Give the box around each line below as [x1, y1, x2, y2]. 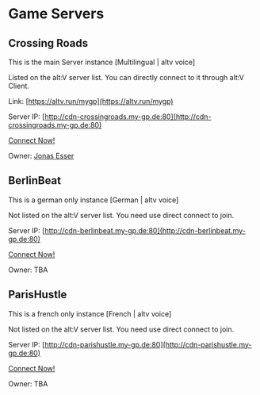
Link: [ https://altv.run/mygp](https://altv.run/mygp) [8, 97, 174, 105]
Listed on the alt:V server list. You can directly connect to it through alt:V [8, 73, 244, 82]
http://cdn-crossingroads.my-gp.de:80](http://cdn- [44, 112, 212, 121]
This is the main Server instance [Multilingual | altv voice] [8, 57, 196, 67]
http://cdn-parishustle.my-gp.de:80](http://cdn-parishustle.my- [44, 339, 252, 349]
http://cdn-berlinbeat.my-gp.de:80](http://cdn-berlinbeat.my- [44, 225, 246, 235]
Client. [8, 81, 30, 90]
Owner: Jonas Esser [8, 151, 75, 160]
